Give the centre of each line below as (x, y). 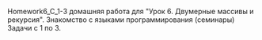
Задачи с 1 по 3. (34, 28)
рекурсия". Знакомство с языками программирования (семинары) (121, 20)
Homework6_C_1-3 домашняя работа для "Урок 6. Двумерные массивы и (131, 11)
